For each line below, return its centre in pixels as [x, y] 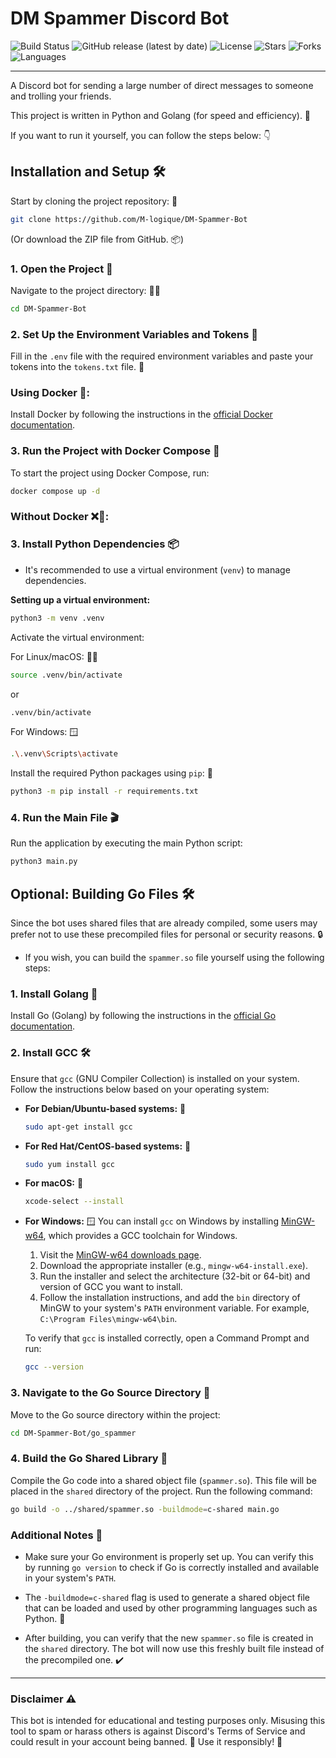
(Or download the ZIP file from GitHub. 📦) [97, 239]
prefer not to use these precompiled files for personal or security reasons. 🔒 [167, 934]
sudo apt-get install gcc [78, 1127]
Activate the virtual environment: [77, 637]
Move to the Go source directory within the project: [115, 1414]
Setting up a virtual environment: [80, 599]
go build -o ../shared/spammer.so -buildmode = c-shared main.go [145, 1509]
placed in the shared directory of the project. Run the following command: [161, 1491]
